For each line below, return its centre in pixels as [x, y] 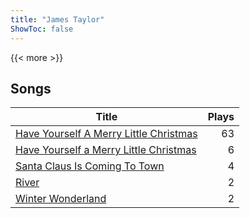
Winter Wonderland [61, 199]
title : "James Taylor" [57, 19]
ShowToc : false [42, 29]
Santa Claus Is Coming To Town [90, 166]
